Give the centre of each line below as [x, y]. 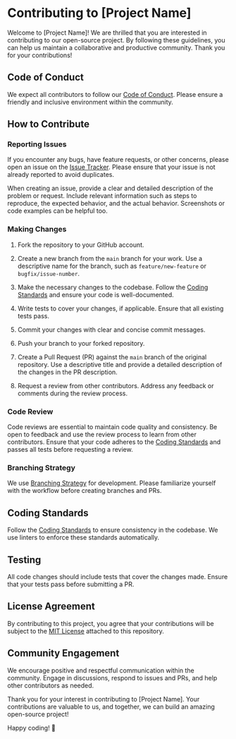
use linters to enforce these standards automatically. [83, 537]
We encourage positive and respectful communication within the [101, 670]
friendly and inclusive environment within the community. [91, 102]
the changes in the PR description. [67, 372]
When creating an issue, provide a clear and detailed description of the [110, 188]
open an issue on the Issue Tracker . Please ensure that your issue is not [112, 167]
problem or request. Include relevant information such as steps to [102, 196]
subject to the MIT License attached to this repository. [86, 631]
